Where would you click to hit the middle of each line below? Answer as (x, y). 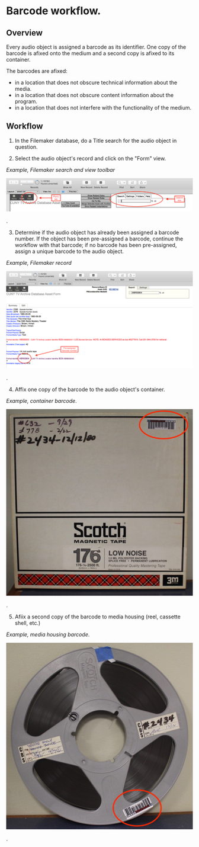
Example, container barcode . (41, 400)
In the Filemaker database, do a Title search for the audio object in (96, 140)
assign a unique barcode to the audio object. (69, 251)
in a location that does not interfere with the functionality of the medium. (103, 108)
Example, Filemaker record (39, 262)
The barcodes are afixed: (37, 71)
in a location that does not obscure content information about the (94, 95)
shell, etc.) (28, 623)
